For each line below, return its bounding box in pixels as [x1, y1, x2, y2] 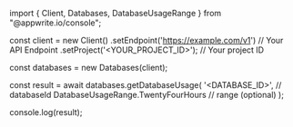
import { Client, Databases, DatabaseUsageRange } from [9, 8, 222, 18]
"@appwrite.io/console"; [9, 17, 102, 28]
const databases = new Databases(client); [9, 63, 168, 73]
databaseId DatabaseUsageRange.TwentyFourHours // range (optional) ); [9, 90, 285, 100]
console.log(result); [9, 107, 83, 117]
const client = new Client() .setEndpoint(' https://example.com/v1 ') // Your [9, 35, 284, 45]
